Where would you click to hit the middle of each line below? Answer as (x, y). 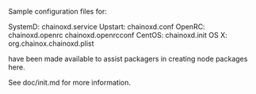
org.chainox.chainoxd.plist (51, 43)
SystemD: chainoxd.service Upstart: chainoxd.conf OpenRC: (107, 26)
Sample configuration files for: (57, 11)
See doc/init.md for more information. (69, 83)
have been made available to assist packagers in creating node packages (128, 59)
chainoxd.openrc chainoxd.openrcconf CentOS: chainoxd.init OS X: (118, 35)
